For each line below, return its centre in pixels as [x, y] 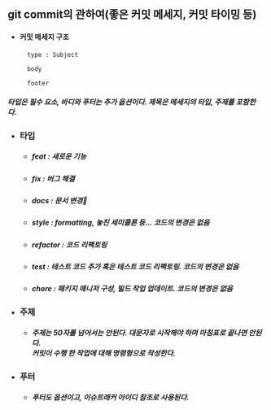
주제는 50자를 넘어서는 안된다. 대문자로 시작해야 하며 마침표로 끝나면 [139, 333]
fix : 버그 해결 [53, 178]
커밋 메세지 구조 [44, 37]
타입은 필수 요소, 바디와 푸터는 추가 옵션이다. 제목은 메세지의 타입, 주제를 [121, 102]
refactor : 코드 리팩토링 [69, 244]
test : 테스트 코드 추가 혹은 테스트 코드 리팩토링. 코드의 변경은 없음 [135, 267]
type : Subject [53, 55]
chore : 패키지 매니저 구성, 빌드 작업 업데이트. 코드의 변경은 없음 [132, 289]
